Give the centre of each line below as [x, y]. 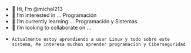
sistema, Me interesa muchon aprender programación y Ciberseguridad [99, 44]
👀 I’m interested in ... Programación [54, 15]
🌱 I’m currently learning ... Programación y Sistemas [74, 21]
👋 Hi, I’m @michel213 [37, 9]
